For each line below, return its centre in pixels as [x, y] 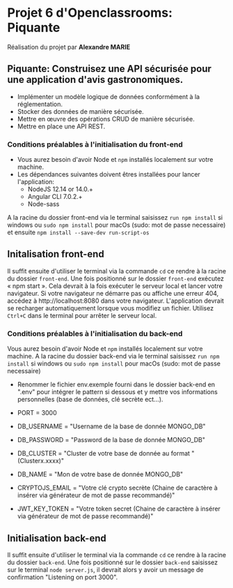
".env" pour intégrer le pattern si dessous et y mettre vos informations [117, 392]
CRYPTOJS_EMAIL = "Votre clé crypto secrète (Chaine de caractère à [117, 488]
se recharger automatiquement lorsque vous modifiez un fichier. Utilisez [111, 308]
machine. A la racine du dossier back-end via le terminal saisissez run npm [113, 356]
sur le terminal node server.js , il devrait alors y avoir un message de [105, 569]
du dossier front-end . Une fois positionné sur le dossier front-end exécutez [116, 278]
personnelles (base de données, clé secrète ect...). [90, 400]
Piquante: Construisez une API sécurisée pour [110, 69]
